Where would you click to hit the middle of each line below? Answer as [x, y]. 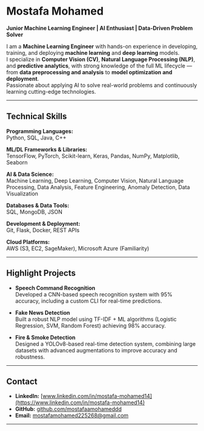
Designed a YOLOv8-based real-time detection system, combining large [105, 344]
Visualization [22, 194]
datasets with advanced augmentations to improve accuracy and [96, 350]
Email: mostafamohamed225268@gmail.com [72, 416]
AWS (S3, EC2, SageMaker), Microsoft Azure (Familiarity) [78, 248]
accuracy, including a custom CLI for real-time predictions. [88, 301]
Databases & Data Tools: [38, 205]
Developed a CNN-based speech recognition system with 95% [94, 294]
